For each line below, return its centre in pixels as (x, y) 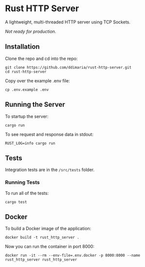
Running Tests (22, 182)
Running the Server (35, 105)
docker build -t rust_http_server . (42, 238)
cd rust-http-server (26, 72)
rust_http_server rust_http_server (41, 260)
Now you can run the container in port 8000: (50, 247)
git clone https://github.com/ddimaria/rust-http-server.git (68, 67)
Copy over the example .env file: (37, 80)
